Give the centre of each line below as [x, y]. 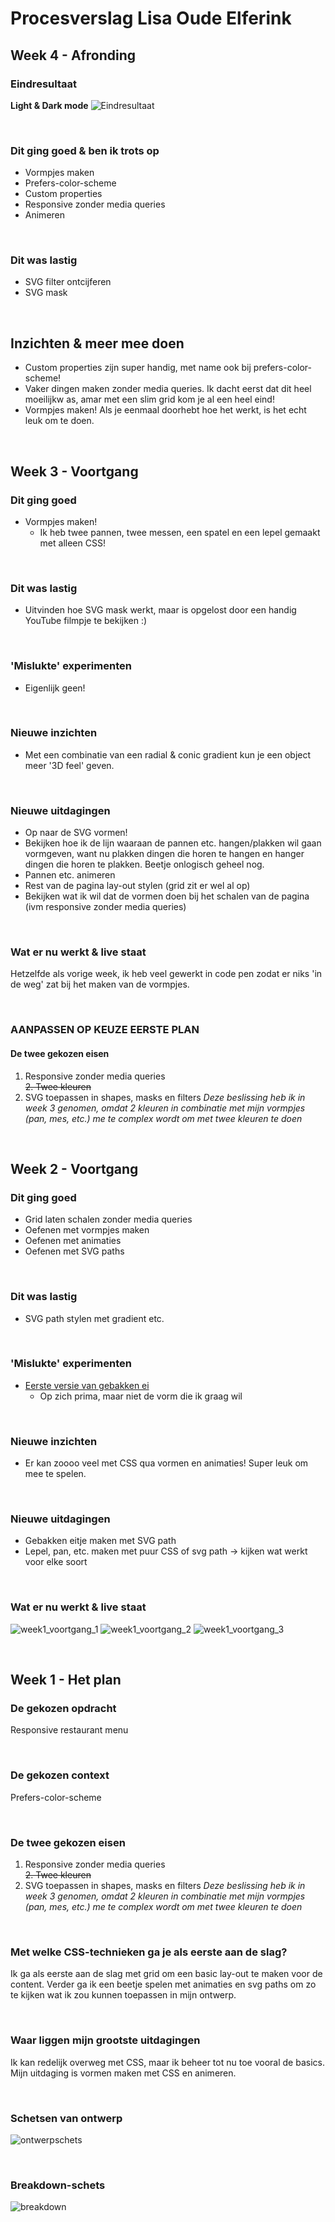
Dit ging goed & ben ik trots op [85, 150]
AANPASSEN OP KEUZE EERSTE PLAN [105, 1030]
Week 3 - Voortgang [74, 471]
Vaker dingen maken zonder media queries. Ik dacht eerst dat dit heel [168, 389]
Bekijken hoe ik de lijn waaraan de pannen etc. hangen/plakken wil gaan [173, 843]
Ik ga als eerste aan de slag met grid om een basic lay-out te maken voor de [166, 1974]
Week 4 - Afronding [73, 55]
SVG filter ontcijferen [68, 282]
